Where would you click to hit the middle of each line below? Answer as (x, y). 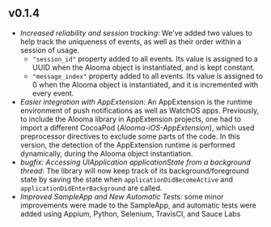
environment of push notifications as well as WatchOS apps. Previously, (140, 110)
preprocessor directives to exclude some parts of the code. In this (130, 136)
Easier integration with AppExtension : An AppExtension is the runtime (136, 101)
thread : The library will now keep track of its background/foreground (134, 170)
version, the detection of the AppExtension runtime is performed (127, 144)
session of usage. (49, 50)
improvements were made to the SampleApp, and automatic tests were (138, 205)
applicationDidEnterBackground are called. (91, 188)
